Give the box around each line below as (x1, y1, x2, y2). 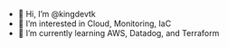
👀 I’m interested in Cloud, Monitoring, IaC (17, 18, 172, 29)
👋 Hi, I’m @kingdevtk (17, 9, 97, 19)
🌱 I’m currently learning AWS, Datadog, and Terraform (17, 28, 220, 38)
